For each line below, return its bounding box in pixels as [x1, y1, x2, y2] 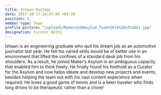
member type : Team [5, 20, 42, 26]
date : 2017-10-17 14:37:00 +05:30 [5, 12, 76, 17]
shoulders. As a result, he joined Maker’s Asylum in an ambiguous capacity [5, 59, 156, 64]
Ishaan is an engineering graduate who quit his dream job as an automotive [5, 43, 156, 49]
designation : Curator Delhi [5, 30, 62, 35]
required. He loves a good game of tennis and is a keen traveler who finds [5, 79, 154, 85]
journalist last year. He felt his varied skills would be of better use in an [5, 48, 147, 54]
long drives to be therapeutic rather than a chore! [5, 85, 104, 90]
